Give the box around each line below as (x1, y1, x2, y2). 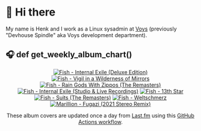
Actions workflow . (78, 118, 123, 125)
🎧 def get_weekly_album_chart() (5, 50, 132, 60)
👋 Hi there (5, 5, 55, 19)
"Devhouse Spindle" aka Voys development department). (5, 31, 147, 38)
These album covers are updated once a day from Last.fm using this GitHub (6, 112, 195, 119)
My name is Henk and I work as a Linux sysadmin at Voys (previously (5, 25, 177, 32)
